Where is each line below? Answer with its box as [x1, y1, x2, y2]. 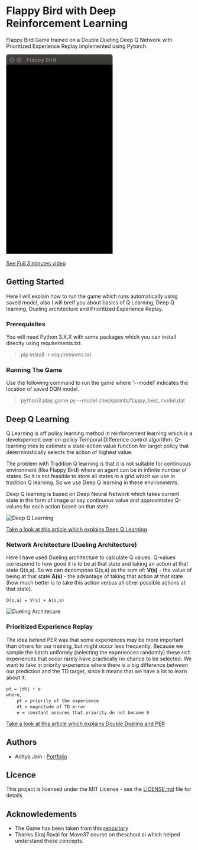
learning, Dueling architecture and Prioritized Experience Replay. [6, 305, 164, 312]
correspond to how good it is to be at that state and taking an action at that [6, 560, 189, 567]
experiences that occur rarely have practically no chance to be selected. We [6, 655, 192, 662]
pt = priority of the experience [17, 697, 99, 704]
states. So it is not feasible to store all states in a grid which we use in [6, 473, 176, 480]
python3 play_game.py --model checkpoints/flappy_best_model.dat [20, 397, 185, 404]
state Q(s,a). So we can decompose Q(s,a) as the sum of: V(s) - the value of [6, 566, 192, 574]
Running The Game [6, 365, 63, 374]
